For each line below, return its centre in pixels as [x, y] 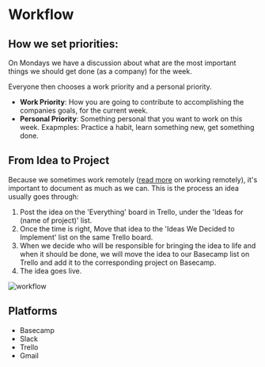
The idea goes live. [51, 270]
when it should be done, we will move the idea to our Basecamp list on [134, 254]
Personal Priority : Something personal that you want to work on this [131, 119]
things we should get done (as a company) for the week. [100, 71]
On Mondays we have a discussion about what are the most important [122, 63]
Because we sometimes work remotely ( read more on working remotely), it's [133, 179]
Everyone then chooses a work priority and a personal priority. [110, 86]
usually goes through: [44, 197]
